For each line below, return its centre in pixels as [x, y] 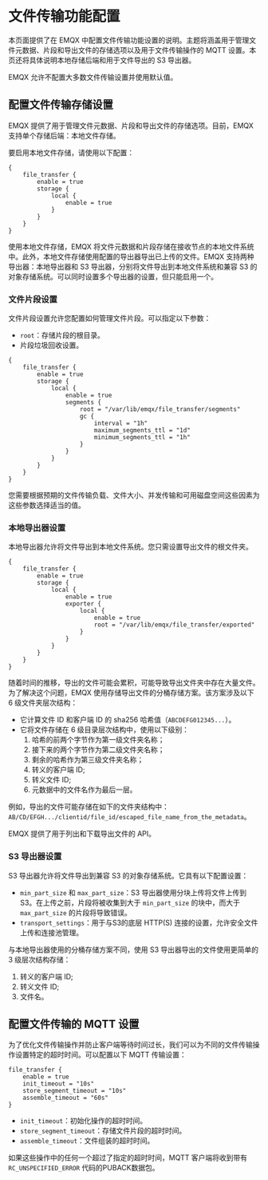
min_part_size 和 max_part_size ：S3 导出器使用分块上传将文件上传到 [133, 892]
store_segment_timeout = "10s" [75, 1091]
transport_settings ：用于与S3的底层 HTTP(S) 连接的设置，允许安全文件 [139, 922]
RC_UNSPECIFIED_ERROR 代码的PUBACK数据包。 [84, 1168]
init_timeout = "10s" [58, 1084]
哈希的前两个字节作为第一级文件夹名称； [98, 740]
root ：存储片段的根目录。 [62, 335]
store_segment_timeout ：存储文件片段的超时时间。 [103, 1131]
